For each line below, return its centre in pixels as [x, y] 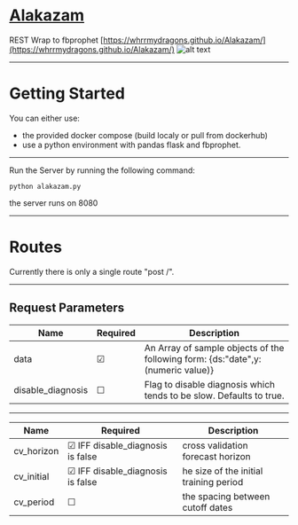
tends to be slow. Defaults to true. [214, 396]
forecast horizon [216, 456]
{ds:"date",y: [235, 358]
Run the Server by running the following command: [102, 170]
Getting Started [67, 94]
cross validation [215, 445]
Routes [35, 247]
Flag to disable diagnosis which [210, 384]
